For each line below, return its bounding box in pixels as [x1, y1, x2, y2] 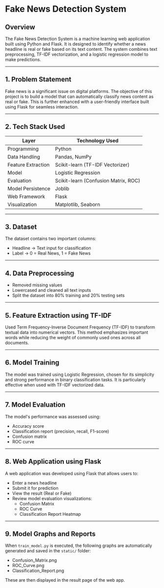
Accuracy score [12, 423, 44, 429]
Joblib [55, 185, 69, 192]
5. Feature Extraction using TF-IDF [5, 311, 112, 320]
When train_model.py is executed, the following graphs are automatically [5, 543, 152, 548]
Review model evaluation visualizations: [12, 495, 92, 501]
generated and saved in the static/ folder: [5, 548, 91, 554]
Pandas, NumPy [55, 153, 92, 160]
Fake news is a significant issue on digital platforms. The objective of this [5, 88, 152, 94]
